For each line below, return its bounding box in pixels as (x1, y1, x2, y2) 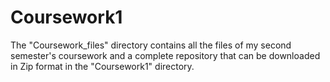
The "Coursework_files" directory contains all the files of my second (10, 39, 292, 51)
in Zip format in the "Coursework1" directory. (10, 60, 195, 72)
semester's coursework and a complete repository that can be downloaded (10, 49, 321, 61)
